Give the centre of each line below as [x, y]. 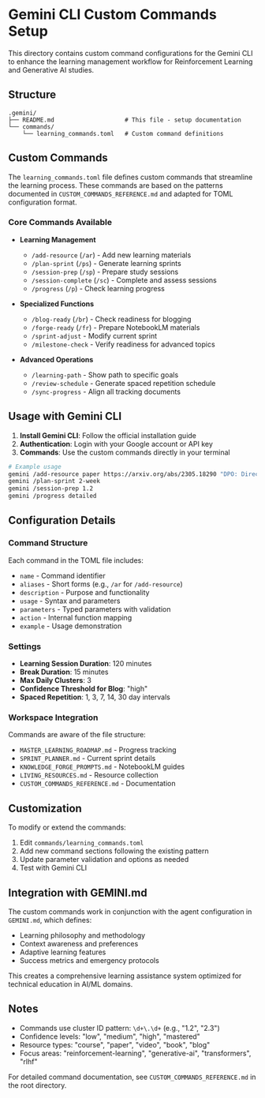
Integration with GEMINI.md [78, 892]
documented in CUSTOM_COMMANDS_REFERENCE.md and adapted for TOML [121, 193]
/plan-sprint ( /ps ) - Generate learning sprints [106, 263]
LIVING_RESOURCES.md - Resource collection [89, 775]
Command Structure [48, 543]
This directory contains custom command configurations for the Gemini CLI [131, 53]
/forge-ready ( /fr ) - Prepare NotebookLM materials [116, 327]
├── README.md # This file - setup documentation [125, 120]
